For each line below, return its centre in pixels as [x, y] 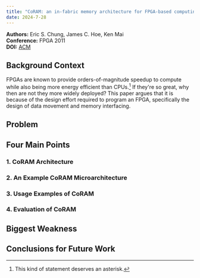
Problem [22, 124]
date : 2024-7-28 [26, 17]
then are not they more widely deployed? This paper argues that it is [90, 93]
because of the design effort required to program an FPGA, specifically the [98, 99]
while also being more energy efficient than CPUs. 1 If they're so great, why [98, 86]
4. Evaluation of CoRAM [41, 210]
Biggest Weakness [42, 228]
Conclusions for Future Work [61, 249]
